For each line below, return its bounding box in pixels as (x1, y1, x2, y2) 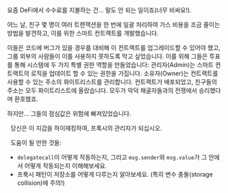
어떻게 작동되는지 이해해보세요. (24, 162, 107, 170)
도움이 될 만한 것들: (10, 139, 62, 146)
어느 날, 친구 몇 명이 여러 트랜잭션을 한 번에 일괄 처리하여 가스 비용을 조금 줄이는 (7, 21, 220, 29)
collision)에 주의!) (16, 179, 65, 187)
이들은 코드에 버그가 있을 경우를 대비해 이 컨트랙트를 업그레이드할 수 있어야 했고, (7, 44, 221, 51)
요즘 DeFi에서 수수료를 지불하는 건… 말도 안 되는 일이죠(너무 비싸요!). (7, 6, 192, 14)
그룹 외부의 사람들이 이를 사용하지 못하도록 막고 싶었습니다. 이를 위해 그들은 (7, 52, 208, 60)
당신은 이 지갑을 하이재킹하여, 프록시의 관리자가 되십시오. (10, 124, 162, 132)
